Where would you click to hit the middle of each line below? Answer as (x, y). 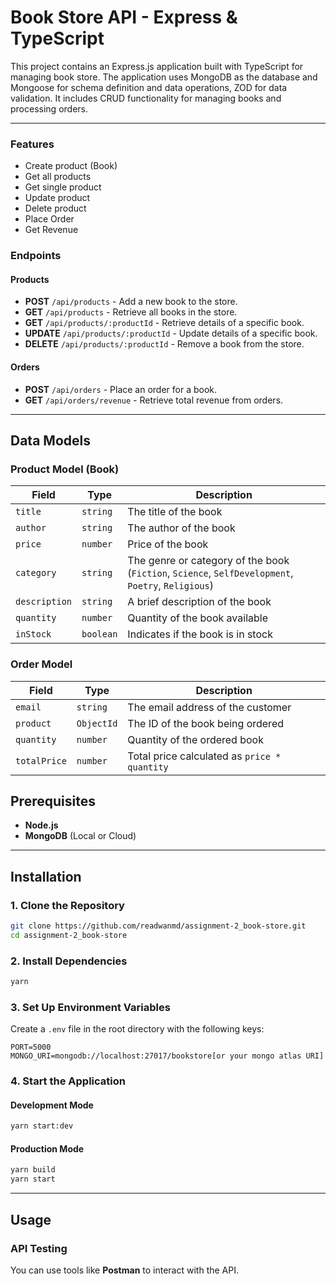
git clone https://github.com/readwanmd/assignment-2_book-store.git (158, 926)
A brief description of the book (199, 602)
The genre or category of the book (208, 561)
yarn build (33, 1170)
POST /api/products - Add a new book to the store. (131, 302)
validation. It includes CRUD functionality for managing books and (146, 98)
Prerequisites (53, 801)
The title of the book (175, 512)
